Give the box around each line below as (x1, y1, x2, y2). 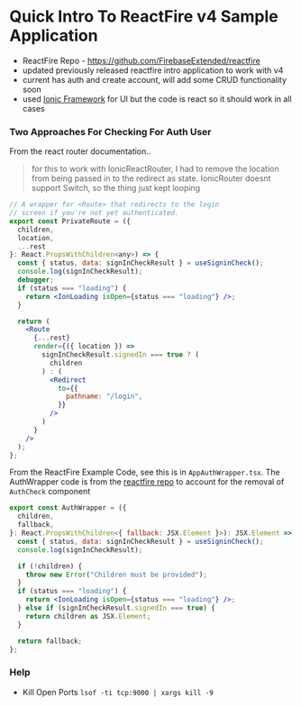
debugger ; (17, 276, 54, 285)
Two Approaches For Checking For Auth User (9, 125, 212, 138)
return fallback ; (17, 637, 83, 646)
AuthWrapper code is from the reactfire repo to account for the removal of (9, 476, 285, 487)
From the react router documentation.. (9, 146, 151, 157)
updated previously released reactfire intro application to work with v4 (22, 65, 284, 76)
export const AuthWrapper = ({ (9, 503, 127, 512)
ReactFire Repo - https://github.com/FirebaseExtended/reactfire (22, 55, 261, 66)
